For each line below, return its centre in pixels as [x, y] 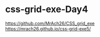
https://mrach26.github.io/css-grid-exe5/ [48, 28]
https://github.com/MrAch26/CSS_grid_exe [50, 23]
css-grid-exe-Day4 [47, 9]
